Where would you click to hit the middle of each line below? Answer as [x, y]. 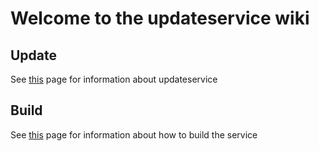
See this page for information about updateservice [114, 79]
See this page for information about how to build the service [134, 134]
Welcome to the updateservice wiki [160, 18]
